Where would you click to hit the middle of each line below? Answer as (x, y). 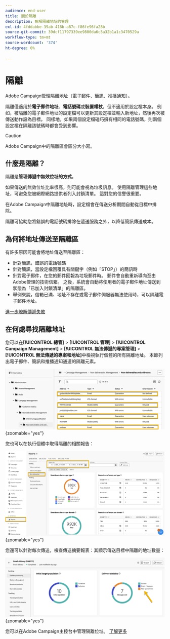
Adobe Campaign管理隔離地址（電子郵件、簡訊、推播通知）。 (69, 96)
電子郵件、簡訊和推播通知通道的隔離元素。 (54, 361)
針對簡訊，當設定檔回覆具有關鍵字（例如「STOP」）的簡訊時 (75, 269)
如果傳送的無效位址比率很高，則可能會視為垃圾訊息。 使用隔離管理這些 (79, 187)
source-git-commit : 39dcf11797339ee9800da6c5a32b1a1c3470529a (72, 32)
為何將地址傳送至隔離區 (42, 239)
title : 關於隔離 (21, 16)
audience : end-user (26, 11)
